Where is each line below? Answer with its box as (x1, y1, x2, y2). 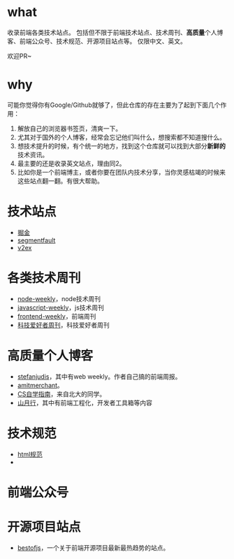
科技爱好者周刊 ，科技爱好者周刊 (17, 321, 110, 329)
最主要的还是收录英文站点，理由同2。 (17, 159, 126, 168)
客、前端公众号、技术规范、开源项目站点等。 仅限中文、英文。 (7, 36, 187, 45)
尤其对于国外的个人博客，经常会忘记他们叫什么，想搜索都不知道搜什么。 (17, 133, 226, 141)
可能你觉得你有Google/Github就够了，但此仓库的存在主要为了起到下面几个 (7, 101, 221, 109)
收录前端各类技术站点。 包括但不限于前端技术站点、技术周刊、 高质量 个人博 (7, 28, 224, 36)
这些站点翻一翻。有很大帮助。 (17, 176, 103, 185)
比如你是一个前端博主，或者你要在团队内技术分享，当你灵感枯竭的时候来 (17, 168, 226, 176)
